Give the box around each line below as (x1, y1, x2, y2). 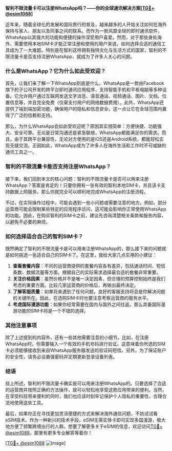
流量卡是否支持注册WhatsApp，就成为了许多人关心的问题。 (9, 53, 135, 60)
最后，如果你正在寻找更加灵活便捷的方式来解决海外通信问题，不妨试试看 (5, 410, 158, 417)
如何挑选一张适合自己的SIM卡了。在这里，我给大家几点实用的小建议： (9, 252, 157, 258)
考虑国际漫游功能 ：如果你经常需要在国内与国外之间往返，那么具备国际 (12, 301, 161, 307)
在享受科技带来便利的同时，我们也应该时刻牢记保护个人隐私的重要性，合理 (5, 393, 162, 400)
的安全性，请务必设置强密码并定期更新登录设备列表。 (5, 354, 118, 360)
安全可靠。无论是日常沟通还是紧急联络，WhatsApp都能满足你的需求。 (14, 129, 162, 136)
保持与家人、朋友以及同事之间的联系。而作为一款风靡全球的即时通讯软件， (5, 28, 162, 34)
